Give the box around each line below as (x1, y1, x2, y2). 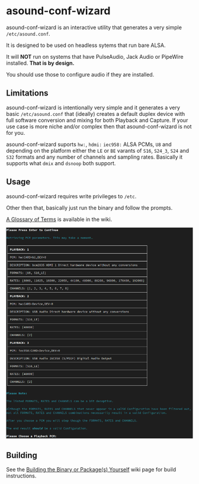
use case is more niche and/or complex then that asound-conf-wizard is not (6, 123, 192, 130)
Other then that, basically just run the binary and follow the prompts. (6, 204, 173, 211)
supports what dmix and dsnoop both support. (6, 159, 116, 167)
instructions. (6, 472, 37, 479)
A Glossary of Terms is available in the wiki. (6, 216, 113, 223)
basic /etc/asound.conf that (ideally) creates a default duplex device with (6, 110, 185, 117)
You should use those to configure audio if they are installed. (6, 71, 155, 78)
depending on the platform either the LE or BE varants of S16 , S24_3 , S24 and (6, 147, 190, 154)
